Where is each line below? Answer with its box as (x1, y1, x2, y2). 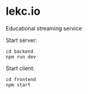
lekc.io (5, 4, 41, 18)
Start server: (5, 36, 37, 44)
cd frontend (5, 76, 36, 82)
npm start (5, 82, 31, 88)
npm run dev (5, 53, 36, 60)
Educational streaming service (5, 25, 82, 32)
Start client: (5, 65, 35, 72)
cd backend (5, 48, 34, 55)
